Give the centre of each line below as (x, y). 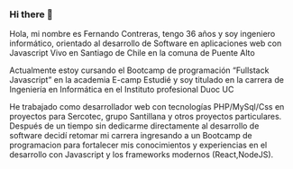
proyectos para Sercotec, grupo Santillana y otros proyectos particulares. (146, 117)
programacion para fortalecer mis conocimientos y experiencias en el (138, 145)
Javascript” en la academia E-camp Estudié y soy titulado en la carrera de (146, 80)
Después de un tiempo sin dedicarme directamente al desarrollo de (134, 126)
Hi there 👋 (32, 14)
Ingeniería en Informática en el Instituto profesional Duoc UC (122, 90)
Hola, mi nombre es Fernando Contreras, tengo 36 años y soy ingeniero (142, 34)
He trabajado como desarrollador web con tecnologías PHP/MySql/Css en (147, 107)
